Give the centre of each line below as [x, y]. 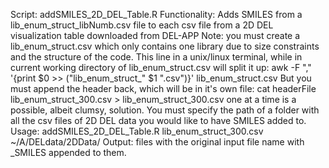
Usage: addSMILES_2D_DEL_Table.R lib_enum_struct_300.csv [137, 131]
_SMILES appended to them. [68, 152]
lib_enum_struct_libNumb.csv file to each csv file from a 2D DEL [142, 25]
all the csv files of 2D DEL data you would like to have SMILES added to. [158, 120]
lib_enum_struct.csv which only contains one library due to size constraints [165, 46]
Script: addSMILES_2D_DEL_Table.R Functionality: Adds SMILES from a [156, 14]
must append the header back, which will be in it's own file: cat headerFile [163, 88]
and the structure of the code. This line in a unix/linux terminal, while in [156, 57]
